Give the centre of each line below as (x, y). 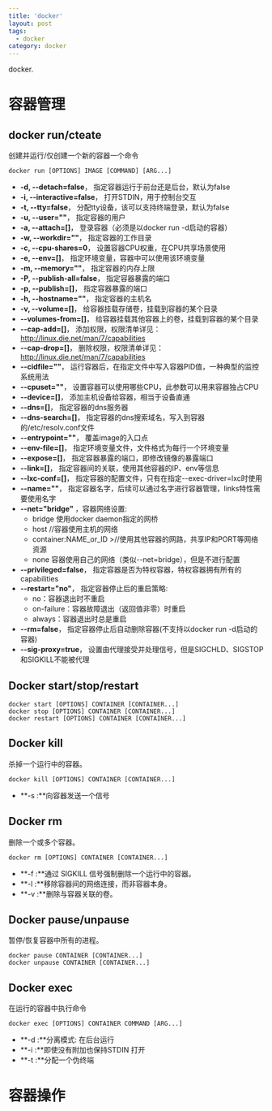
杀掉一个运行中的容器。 (47, 763)
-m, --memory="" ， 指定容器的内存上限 (87, 268)
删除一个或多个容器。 (44, 842)
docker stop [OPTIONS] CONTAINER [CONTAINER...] (92, 711)
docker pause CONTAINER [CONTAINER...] (76, 956)
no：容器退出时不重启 (68, 599)
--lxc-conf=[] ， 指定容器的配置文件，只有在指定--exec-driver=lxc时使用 (141, 478)
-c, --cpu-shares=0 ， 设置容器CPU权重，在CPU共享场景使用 (123, 248)
